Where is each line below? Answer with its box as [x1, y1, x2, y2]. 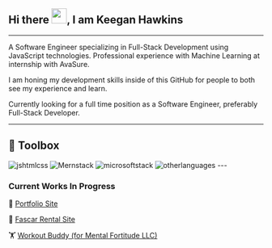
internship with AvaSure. [8, 59, 91, 69]
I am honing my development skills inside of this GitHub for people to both [8, 74, 256, 85]
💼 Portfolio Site [8, 199, 58, 208]
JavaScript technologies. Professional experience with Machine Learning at [8, 50, 261, 61]
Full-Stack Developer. [8, 107, 81, 117]
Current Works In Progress [8, 180, 116, 191]
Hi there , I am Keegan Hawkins [8, 13, 184, 27]
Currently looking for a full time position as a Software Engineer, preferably [8, 99, 258, 109]
